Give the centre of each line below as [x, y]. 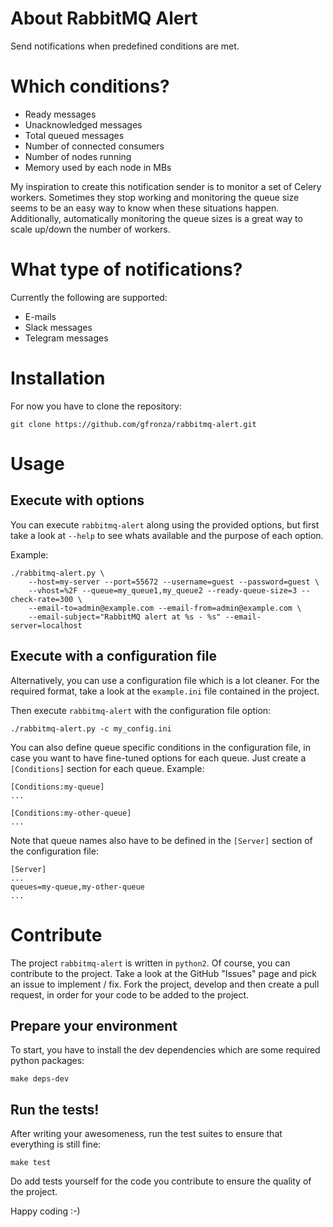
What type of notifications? [126, 269]
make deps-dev [40, 1079]
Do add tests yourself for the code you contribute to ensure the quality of [161, 1181]
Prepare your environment [94, 1025]
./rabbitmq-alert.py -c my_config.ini [91, 728]
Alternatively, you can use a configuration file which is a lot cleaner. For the [165, 680]
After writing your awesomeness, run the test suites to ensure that [146, 1134]
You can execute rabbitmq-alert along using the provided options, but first [165, 524]
